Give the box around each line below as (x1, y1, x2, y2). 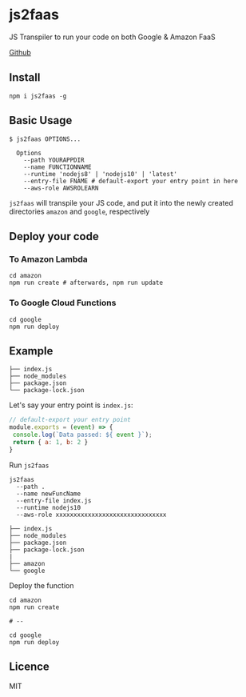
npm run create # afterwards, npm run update (9, 278, 163, 287)
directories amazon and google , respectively (9, 206, 150, 216)
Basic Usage (9, 114, 73, 127)
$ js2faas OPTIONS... (9, 134, 81, 143)
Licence (9, 660, 50, 674)
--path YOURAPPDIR (23, 156, 85, 164)
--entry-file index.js (16, 496, 92, 505)
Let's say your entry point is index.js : (9, 400, 134, 410)
